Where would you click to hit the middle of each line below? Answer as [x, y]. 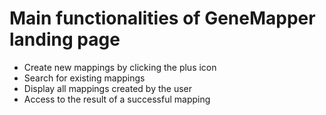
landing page [65, 39]
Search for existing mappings [84, 78]
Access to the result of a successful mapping [117, 99]
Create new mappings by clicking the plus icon [120, 67]
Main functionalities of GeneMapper [162, 18]
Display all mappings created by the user [108, 88]
